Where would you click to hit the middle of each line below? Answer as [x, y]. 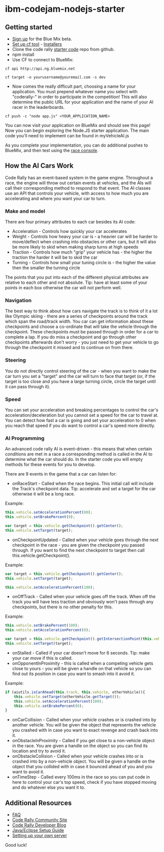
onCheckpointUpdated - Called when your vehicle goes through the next [85, 540]
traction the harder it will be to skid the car [55, 257]
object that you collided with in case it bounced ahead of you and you [82, 767]
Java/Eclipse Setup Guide [38, 830]
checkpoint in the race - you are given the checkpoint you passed [78, 545]
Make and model [25, 211]
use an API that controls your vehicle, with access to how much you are [77, 193]
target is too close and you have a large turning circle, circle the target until [81, 381]
